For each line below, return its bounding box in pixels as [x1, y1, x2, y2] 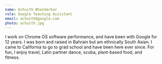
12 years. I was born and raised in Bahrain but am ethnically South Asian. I [5, 39, 152, 45]
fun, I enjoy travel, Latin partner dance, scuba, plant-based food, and [5, 49, 143, 55]
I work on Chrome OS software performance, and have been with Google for [5, 34, 157, 40]
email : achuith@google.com [5, 16, 59, 21]
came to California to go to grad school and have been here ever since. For [5, 44, 154, 50]
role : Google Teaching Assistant [5, 12, 73, 16]
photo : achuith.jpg [5, 20, 44, 26]
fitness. [5, 54, 20, 61]
